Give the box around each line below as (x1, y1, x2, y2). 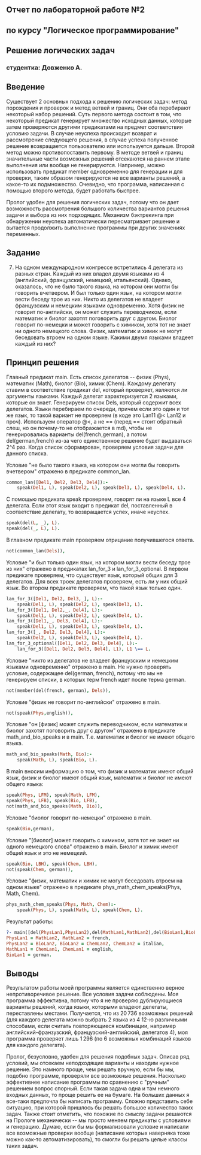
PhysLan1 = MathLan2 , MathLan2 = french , (6, 935, 111, 941)
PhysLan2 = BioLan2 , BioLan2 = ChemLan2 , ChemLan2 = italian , (6, 941, 165, 947)
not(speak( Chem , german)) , (6, 866, 74, 872)
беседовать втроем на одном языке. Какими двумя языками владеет (14, 334, 194, 341)
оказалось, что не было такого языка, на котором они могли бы (14, 283, 179, 290)
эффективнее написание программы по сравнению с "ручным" (6, 1078, 169, 1086)
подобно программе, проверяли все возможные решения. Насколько (6, 1072, 187, 1080)
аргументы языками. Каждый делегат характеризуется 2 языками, (6, 392, 178, 400)
